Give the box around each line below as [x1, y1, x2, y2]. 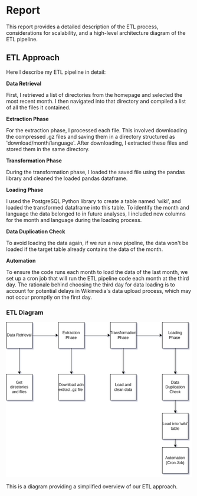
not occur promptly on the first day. [6, 293, 93, 301]
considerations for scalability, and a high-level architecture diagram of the [6, 29, 186, 36]
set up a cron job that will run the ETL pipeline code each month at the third [6, 275, 189, 282]
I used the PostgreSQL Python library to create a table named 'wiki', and [6, 197, 181, 204]
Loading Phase [6, 186, 44, 193]
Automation [6, 257, 36, 264]
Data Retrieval [6, 80, 42, 87]
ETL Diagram [6, 308, 44, 316]
